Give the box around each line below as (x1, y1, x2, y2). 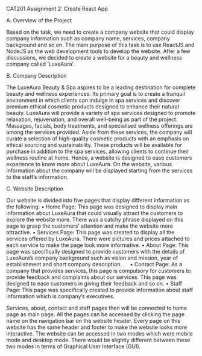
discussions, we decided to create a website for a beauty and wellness (6, 54, 182, 61)
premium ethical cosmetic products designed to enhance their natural (6, 103, 180, 110)
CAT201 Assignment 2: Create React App (6, 5, 109, 12)
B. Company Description (6, 72, 68, 79)
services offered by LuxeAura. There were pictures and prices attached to (6, 235, 190, 242)
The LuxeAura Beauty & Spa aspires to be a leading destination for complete (6, 84, 196, 91)
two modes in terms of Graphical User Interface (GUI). (6, 343, 141, 350)
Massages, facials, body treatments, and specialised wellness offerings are (6, 122, 193, 129)
